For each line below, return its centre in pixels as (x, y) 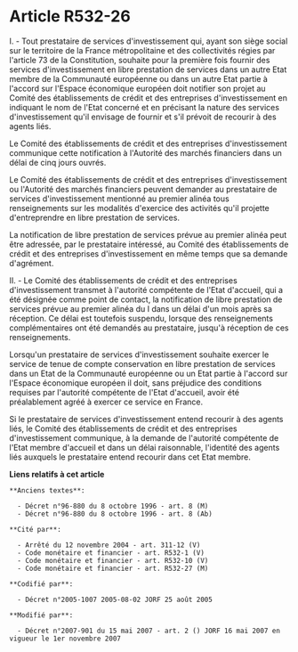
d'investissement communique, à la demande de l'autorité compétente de (144, 437)
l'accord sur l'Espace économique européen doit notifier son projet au (137, 88)
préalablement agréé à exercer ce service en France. (106, 402)
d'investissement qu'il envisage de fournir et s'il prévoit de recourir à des (143, 117)
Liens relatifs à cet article (57, 474)
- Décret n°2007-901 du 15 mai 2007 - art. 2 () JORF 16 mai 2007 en (149, 631)
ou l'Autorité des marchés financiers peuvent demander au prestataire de (143, 189)
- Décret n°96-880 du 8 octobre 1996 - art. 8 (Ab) (115, 514)
